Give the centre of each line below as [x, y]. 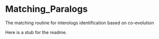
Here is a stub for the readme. [36, 32]
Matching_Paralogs [46, 9]
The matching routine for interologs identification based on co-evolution [80, 23]
